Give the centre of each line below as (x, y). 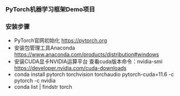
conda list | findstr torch (43, 87)
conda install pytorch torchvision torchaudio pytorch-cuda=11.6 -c (94, 74)
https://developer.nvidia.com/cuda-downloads (70, 68)
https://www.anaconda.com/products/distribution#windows (86, 55)
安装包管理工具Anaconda (44, 48)
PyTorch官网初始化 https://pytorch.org (60, 41)
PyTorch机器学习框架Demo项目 (50, 9)
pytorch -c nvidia (35, 81)
